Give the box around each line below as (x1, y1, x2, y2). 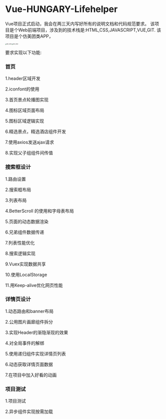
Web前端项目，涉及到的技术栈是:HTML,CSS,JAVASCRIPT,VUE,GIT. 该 (18, 26, 161, 33)
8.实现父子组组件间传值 (5, 150, 53, 156)
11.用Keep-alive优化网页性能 (5, 282, 63, 288)
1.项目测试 (5, 398, 26, 404)
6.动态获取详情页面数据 (5, 361, 53, 367)
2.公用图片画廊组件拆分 (5, 318, 53, 324)
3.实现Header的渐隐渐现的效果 (5, 329, 68, 335)
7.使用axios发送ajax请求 (5, 139, 54, 145)
